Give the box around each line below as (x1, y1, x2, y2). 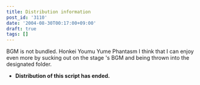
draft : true (6, 25, 36, 32)
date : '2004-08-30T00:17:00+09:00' (6, 20, 97, 26)
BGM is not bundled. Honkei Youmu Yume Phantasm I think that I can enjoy (6, 48, 195, 55)
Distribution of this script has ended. (15, 72, 111, 80)
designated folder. (6, 61, 52, 68)
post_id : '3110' (6, 14, 47, 20)
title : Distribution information (6, 8, 91, 15)
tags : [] (6, 31, 29, 37)
